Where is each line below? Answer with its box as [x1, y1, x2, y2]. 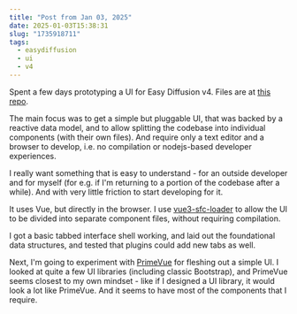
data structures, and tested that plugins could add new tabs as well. [9, 240, 256, 250]
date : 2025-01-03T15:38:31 [9, 21, 109, 30]
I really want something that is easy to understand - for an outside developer [9, 167, 288, 178]
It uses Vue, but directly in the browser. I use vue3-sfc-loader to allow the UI [9, 203, 288, 214]
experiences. [9, 150, 57, 161]
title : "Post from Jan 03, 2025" [9, 12, 133, 22]
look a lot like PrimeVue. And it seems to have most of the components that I [9, 285, 287, 295]
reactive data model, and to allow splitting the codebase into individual [9, 122, 266, 133]
